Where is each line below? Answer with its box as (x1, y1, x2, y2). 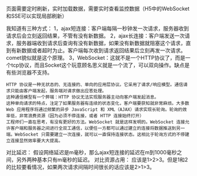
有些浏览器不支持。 (6, 69, 53, 76)
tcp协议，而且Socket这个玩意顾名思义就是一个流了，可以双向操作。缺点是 (11, 62, 190, 69)
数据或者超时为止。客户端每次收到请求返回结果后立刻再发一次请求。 (21, 47, 186, 54)
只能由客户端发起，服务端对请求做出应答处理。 (10, 88, 107, 94)
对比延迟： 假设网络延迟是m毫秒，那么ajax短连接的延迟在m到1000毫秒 (6, 149, 177, 155)
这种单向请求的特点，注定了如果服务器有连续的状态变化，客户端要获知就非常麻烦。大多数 (6, 100, 189, 106)
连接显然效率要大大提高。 (10, 138, 63, 144)
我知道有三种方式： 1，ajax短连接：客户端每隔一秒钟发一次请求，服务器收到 (6, 25, 189, 32)
